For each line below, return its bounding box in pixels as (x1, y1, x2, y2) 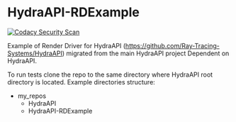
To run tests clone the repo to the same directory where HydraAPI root (7, 70, 213, 79)
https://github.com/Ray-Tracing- (125, 41, 220, 50)
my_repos (17, 91, 47, 100)
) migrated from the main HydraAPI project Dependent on (62, 49, 230, 57)
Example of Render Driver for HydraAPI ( (7, 41, 126, 50)
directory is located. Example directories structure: (7, 77, 156, 86)
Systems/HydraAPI (7, 49, 62, 57)
